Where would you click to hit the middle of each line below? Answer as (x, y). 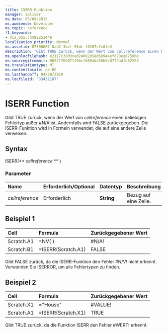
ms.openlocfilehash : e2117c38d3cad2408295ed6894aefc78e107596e (72, 56)
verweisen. (16, 133)
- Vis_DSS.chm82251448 (29, 38)
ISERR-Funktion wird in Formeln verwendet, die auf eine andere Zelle (76, 128)
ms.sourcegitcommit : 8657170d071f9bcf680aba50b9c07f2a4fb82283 (72, 61)
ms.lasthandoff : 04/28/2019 (34, 75)
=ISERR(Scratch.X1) (62, 313)
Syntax (16, 149)
